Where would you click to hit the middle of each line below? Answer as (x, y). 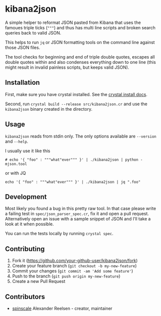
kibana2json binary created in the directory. (49, 109)
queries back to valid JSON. (33, 33)
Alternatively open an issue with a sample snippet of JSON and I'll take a (78, 219)
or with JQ (15, 173)
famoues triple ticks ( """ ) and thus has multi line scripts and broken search (80, 27)
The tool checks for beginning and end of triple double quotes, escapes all (80, 57)
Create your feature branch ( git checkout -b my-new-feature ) (74, 266)
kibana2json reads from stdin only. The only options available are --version (81, 136)
